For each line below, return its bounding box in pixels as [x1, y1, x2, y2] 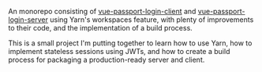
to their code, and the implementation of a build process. [8, 23, 193, 32]
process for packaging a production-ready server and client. [8, 55, 205, 64]
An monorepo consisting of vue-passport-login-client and [8, 7, 196, 16]
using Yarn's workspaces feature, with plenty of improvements [50, 15, 254, 24]
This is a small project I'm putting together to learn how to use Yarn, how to [8, 38, 253, 48]
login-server [8, 15, 49, 24]
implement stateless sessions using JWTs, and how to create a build [8, 47, 230, 56]
